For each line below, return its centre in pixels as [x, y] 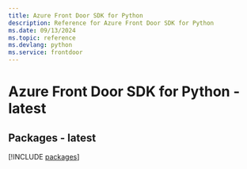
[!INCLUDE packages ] [44, 157]
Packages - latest [52, 138]
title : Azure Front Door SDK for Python [76, 15]
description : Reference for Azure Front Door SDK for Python [111, 23]
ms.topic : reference [42, 38]
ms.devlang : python [40, 45]
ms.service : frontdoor [46, 52]
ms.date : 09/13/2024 [42, 30]
